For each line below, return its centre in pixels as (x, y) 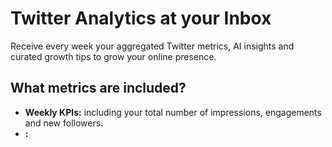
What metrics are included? (98, 88)
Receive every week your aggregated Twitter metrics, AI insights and (152, 46)
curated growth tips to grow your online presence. (113, 56)
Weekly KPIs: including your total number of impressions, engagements (173, 112)
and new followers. (64, 123)
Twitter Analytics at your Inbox (141, 18)
